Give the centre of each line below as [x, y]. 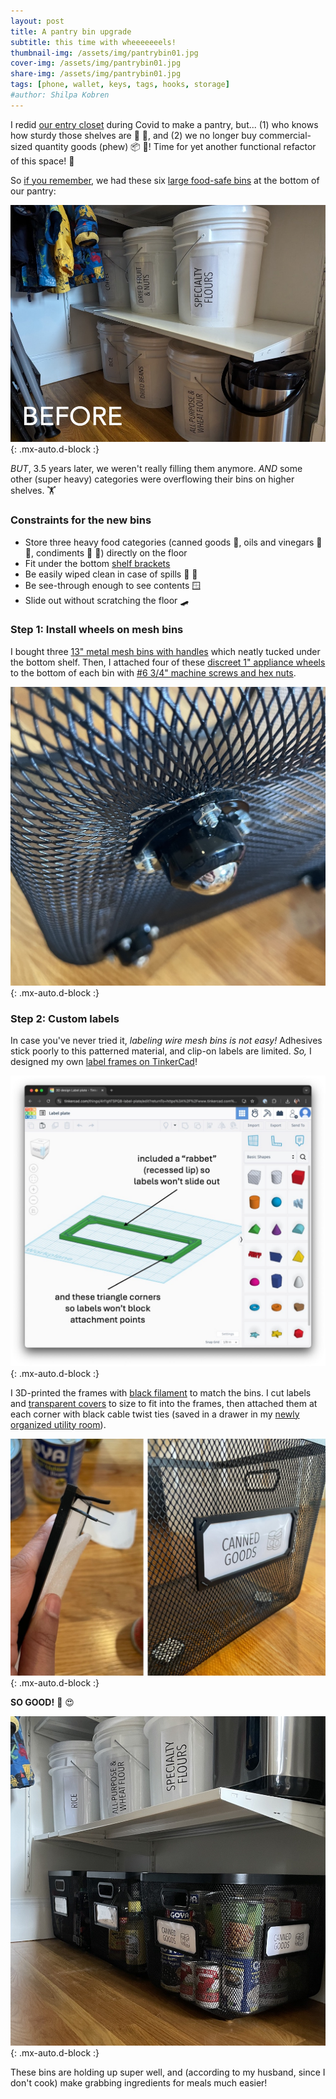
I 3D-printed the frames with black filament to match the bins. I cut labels [161, 1392]
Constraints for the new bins [81, 520]
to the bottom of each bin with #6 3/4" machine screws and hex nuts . [153, 672]
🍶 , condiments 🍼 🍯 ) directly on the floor [106, 552]
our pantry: [33, 191]
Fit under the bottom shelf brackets [97, 563]
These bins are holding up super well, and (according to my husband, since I [168, 2072]
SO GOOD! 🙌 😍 [42, 1702]
